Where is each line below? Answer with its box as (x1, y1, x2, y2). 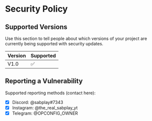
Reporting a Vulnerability (5, 77, 83, 86)
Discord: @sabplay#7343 (12, 99, 63, 105)
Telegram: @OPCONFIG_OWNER (12, 110, 78, 116)
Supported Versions (5, 23, 67, 31)
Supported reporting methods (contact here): (5, 90, 96, 96)
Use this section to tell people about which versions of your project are (5, 35, 147, 41)
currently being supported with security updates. (5, 41, 104, 47)
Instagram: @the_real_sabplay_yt (12, 104, 78, 110)
